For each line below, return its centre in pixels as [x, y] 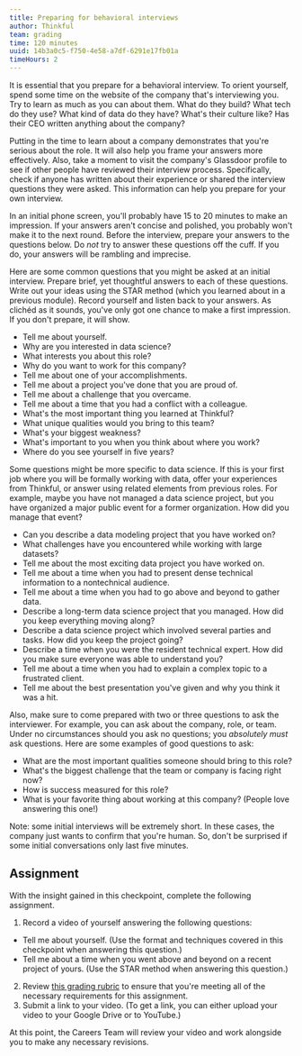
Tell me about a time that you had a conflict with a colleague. [135, 404]
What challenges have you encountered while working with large [142, 544]
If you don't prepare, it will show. [70, 319]
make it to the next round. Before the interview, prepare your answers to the [150, 235]
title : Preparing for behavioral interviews [94, 18]
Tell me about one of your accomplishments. [105, 375]
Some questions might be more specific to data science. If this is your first [147, 469]
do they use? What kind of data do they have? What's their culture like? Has [149, 114]
